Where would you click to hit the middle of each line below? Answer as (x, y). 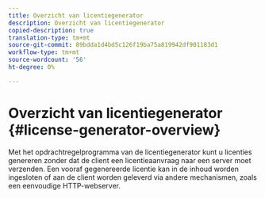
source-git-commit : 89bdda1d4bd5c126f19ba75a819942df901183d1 (113, 45)
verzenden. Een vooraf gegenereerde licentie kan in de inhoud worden (124, 169)
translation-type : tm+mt (49, 38)
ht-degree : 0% (32, 67)
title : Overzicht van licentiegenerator (76, 15)
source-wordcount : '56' (48, 60)
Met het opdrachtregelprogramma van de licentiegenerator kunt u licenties (130, 152)
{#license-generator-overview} (114, 129)
